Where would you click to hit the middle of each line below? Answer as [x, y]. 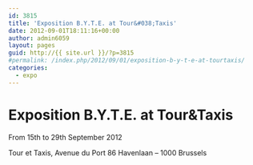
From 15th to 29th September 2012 [65, 137]
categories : [28, 68]
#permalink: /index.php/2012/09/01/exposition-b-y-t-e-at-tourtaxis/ [127, 61]
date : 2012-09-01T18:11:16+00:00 [64, 30]
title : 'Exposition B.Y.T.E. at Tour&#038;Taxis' [93, 23]
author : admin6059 [39, 38]
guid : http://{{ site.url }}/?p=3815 [71, 53]
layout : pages [32, 46]
